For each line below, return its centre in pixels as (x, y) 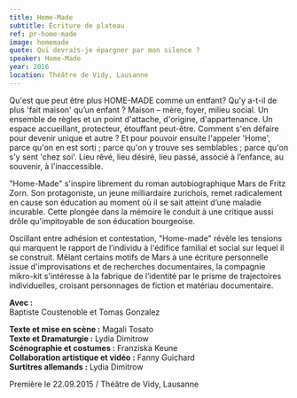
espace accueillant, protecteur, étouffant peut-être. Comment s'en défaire (144, 129)
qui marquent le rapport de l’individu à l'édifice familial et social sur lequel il (147, 247)
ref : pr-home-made (43, 34)
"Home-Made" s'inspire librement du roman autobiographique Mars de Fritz (148, 183)
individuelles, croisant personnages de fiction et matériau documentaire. (141, 285)
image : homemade (39, 42)
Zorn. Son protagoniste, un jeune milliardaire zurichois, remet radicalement (146, 192)
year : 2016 (29, 67)
